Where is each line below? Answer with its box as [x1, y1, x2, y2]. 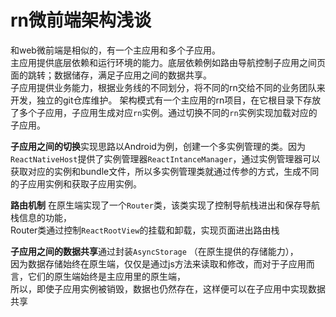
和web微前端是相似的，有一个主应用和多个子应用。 [10, 44, 221, 56]
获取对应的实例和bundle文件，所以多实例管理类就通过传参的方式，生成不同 [10, 165, 320, 177]
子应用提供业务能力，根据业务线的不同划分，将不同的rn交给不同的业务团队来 [10, 81, 326, 93]
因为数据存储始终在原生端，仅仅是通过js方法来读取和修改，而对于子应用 [10, 257, 307, 270]
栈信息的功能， [10, 211, 72, 223]
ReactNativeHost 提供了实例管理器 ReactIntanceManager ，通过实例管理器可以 [10, 152, 321, 165]
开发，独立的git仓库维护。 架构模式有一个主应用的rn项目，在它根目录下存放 [10, 94, 322, 106]
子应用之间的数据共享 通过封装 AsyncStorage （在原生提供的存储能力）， [10, 245, 299, 257]
